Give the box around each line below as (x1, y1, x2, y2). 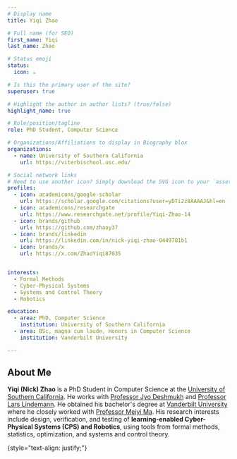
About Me (7, 367, 51, 379)
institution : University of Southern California (20, 322, 166, 329)
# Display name (7, 10, 52, 18)
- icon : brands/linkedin (13, 231, 87, 238)
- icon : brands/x (13, 244, 65, 251)
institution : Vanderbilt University (20, 334, 128, 341)
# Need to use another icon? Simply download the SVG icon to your (7, 178, 210, 185)
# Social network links (7, 171, 78, 178)
